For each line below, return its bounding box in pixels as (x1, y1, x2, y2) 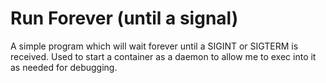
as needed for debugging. (10, 61, 118, 73)
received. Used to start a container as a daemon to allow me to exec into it (10, 50, 317, 62)
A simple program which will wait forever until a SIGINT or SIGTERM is (10, 40, 299, 52)
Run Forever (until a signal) (10, 7, 239, 30)
